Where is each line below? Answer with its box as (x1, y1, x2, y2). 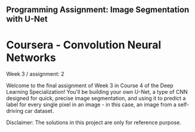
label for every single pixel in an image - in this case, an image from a (6, 101, 177, 108)
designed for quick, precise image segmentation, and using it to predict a (6, 95, 186, 102)
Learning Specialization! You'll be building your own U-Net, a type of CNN (6, 88, 188, 96)
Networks (6, 51, 57, 65)
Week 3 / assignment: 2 (6, 70, 64, 78)
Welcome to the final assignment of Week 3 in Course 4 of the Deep (6, 82, 174, 89)
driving (6, 108, 24, 115)
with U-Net (6, 14, 48, 24)
